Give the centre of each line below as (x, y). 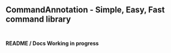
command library (38, 20)
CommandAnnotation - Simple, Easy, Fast (85, 10)
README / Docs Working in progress (52, 43)
